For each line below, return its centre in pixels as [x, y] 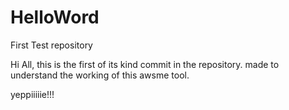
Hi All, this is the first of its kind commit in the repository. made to [145, 64]
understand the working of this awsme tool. [100, 75]
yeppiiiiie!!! [32, 94]
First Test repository [51, 45]
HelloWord [55, 17]
